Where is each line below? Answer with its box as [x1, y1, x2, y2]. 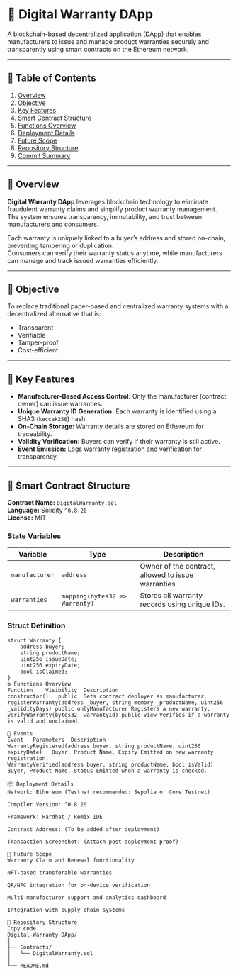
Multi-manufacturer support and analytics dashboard [7, 893, 166, 901]
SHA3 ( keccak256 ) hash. [17, 415, 87, 423]
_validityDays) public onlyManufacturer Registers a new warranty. [7, 705, 211, 712]
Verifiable [17, 331, 46, 340]
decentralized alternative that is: [7, 310, 101, 318]
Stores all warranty [140, 591, 203, 601]
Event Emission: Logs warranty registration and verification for [17, 445, 203, 453]
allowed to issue [140, 570, 194, 580]
